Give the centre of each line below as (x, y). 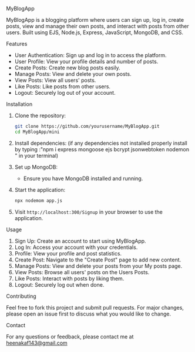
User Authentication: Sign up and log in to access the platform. (90, 55)
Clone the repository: (40, 115)
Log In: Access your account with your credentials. (76, 247)
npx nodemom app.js (38, 200)
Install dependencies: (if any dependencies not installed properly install (101, 143)
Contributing (21, 296)
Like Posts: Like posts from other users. (62, 87)
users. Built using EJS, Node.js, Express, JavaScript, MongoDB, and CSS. (95, 32)
